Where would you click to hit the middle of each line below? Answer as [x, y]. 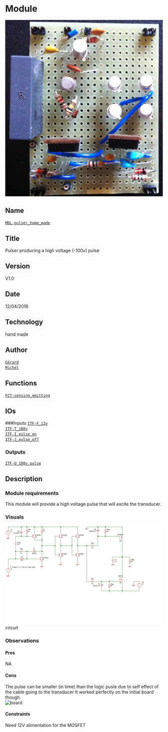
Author [16, 350]
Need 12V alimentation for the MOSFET [45, 725]
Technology [24, 322]
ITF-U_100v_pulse [23, 463]
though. [13, 697]
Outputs [15, 452]
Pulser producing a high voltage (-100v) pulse [52, 251]
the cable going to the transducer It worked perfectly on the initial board [79, 692]
